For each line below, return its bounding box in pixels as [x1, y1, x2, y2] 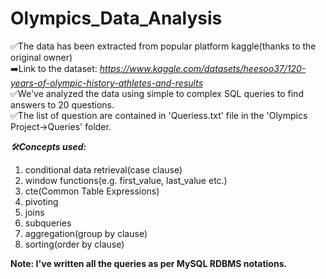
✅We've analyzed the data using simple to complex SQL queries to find [10, 87, 304, 99]
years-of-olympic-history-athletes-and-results [10, 77, 204, 89]
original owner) [10, 51, 73, 63]
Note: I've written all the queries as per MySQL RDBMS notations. [10, 257, 288, 269]
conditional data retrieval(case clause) [24, 163, 183, 176]
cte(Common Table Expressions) [24, 185, 160, 197]
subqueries [24, 217, 72, 229]
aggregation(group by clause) [24, 227, 148, 239]
